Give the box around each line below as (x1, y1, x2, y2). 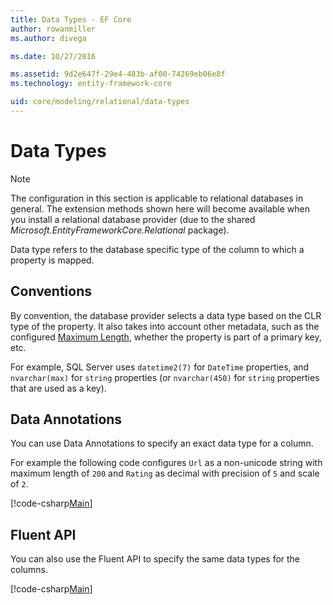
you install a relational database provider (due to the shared (10, 213, 256, 225)
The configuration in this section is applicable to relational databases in (10, 192, 304, 204)
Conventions (10, 283, 93, 300)
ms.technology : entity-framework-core (10, 79, 172, 89)
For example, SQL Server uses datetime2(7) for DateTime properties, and (10, 361, 310, 373)
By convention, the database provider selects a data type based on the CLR (10, 309, 322, 321)
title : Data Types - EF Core (10, 14, 132, 25)
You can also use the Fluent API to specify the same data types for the (10, 553, 301, 565)
